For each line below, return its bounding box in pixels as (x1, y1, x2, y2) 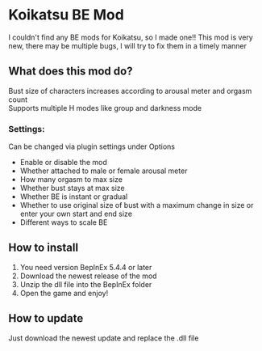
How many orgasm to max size (19, 175, 123, 184)
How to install (8, 241, 79, 255)
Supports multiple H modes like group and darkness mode (8, 103, 202, 112)
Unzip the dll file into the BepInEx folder (19, 279, 152, 289)
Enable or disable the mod (19, 158, 107, 167)
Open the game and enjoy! (19, 288, 109, 298)
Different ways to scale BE (19, 218, 108, 227)
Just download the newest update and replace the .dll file (8, 333, 199, 343)
